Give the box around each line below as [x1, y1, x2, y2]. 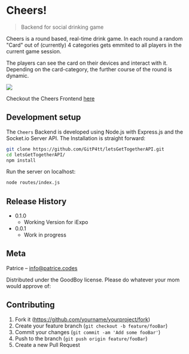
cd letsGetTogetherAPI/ [6, 152, 66, 158]
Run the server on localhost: [6, 168, 76, 176]
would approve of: [6, 282, 51, 289]
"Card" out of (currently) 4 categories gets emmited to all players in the [6, 41, 182, 49]
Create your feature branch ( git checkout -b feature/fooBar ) [14, 322, 168, 329]
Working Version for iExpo [23, 219, 89, 226]
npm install [6, 157, 36, 164]
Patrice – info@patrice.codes [6, 264, 78, 271]
